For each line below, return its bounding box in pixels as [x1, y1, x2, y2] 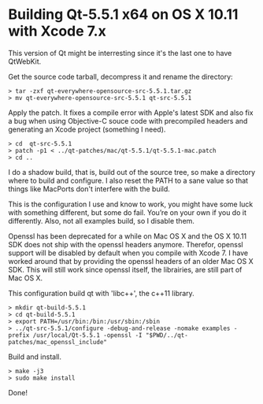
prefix [8, 331, 30, 339]
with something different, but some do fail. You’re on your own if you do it [8, 207, 246, 217]
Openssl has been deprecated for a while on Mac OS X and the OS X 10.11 [8, 231, 247, 241]
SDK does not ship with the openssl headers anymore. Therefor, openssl [8, 239, 243, 249]
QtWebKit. [8, 57, 42, 66]
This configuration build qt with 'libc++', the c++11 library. [8, 288, 194, 298]
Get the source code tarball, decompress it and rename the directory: [8, 72, 234, 81]
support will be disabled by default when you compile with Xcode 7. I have [8, 248, 249, 258]
